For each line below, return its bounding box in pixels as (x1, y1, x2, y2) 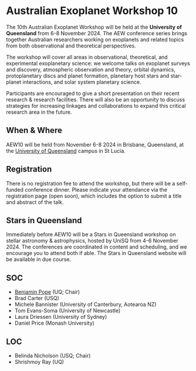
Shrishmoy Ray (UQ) (14, 359, 65, 365)
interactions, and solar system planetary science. (22, 78, 141, 86)
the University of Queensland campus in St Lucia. (6, 147, 126, 154)
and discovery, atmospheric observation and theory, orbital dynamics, (6, 66, 176, 73)
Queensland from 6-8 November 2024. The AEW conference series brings (6, 29, 188, 36)
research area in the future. (6, 108, 72, 115)
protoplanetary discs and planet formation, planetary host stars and (6, 72, 170, 79)
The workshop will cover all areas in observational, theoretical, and (6, 53, 168, 60)
